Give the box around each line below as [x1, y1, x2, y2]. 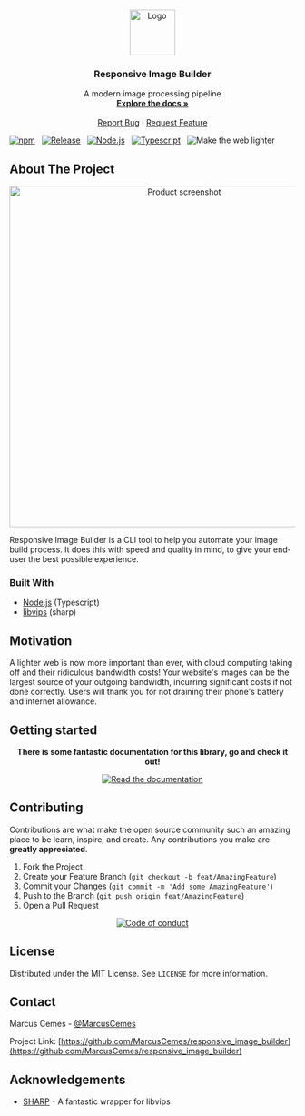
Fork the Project [22, 860, 84, 872]
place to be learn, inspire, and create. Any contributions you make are [9, 833, 271, 845]
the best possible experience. [28, 554, 139, 565]
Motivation [9, 633, 73, 648]
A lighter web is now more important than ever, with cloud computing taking [9, 658, 293, 669]
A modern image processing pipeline [84, 88, 221, 99]
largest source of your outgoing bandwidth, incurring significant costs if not [9, 677, 292, 688]
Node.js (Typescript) [22, 597, 100, 608]
